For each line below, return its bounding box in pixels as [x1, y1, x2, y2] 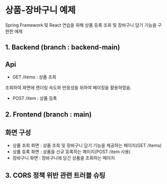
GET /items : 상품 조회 [12, 74, 56, 80]
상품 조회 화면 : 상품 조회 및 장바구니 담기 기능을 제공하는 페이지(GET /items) [12, 142, 162, 148]
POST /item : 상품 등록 [12, 95, 57, 101]
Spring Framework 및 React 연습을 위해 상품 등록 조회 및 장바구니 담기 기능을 [5, 22, 157, 28]
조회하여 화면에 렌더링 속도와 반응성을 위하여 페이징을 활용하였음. [5, 84, 132, 90]
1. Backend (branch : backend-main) [5, 43, 121, 51]
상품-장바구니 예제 [5, 4, 76, 16]
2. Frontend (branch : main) [5, 110, 92, 118]
